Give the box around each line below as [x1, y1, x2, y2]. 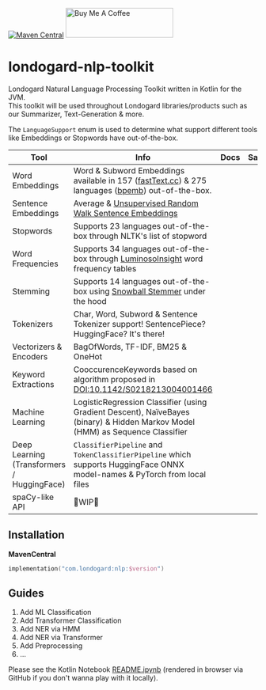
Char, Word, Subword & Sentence [73, 309, 198, 320]
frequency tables [73, 263, 137, 274]
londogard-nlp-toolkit [8, 58, 154, 76]
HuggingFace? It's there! [73, 328, 165, 339]
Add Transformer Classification [19, 616, 122, 625]
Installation [8, 529, 65, 542]
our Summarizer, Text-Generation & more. [8, 109, 145, 119]
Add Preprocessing [19, 641, 83, 650]
